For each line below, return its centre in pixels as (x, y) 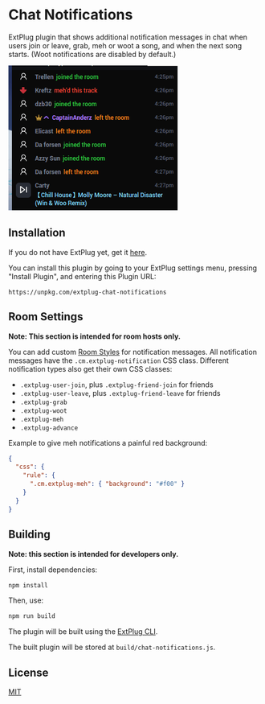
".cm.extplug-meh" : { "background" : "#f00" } (107, 484)
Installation (37, 233)
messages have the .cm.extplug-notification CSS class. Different (118, 360)
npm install (28, 585)
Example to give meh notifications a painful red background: (108, 443)
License (29, 672)
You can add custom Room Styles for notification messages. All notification (132, 352)
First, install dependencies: (53, 570)
